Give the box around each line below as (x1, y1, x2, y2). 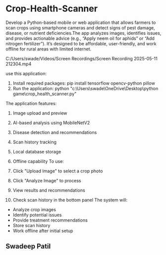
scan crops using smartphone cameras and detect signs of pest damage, (5, 24, 155, 30)
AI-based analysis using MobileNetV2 (12, 120, 90, 126)
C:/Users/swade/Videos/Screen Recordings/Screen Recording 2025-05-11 (5, 55, 158, 61)
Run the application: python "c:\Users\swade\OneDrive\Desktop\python (12, 85, 159, 91)
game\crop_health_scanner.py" (12, 91, 77, 97)
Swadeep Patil (5, 242, 51, 251)
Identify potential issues (12, 212, 62, 218)
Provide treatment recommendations (12, 217, 88, 223)
